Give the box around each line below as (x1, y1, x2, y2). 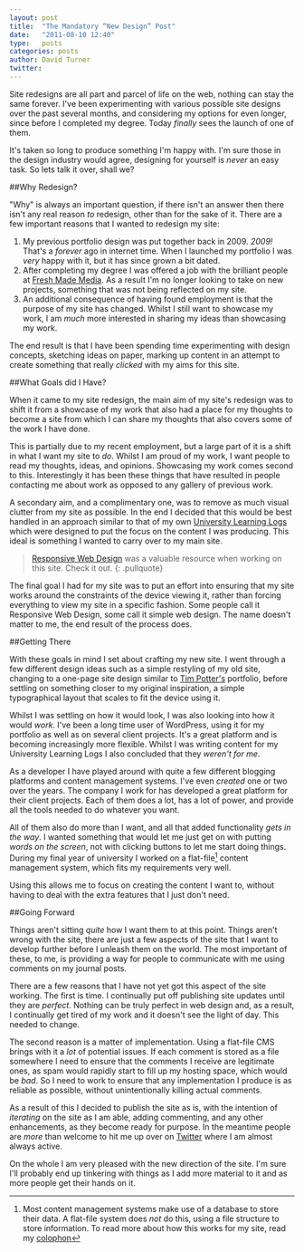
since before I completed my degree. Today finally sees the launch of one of (9, 117, 294, 128)
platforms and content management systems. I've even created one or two (9, 775, 288, 786)
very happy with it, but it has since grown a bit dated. (22, 255, 221, 265)
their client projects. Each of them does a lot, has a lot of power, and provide (9, 795, 294, 805)
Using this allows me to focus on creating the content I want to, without (9, 880, 275, 891)
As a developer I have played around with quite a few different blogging (9, 766, 276, 776)
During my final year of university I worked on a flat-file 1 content (9, 851, 249, 863)
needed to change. (9, 1018, 80, 1029)
